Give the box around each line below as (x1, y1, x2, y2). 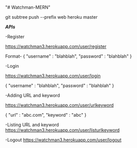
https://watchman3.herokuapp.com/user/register (5, 43, 107, 50)
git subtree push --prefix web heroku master (5, 14, 98, 20)
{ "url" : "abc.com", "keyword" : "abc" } (5, 112, 87, 118)
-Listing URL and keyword (5, 122, 59, 128)
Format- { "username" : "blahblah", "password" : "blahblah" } (5, 53, 132, 59)
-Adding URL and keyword (5, 92, 60, 98)
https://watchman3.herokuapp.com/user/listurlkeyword (5, 127, 120, 133)
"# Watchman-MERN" (5, 5, 50, 10)
